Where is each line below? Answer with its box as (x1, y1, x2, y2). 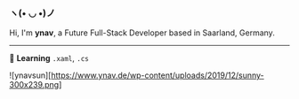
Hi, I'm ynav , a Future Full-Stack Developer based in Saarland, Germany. (9, 27, 276, 38)
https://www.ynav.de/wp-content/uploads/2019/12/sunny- (50, 70, 264, 80)
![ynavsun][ (9, 70, 52, 80)
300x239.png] (9, 80, 62, 90)
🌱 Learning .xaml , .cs (9, 53, 89, 64)
